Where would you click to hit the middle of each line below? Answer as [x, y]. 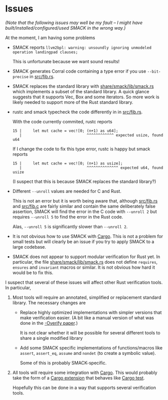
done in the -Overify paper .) [49, 323]
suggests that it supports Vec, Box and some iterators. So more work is [86, 97]
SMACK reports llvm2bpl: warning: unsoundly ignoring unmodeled [82, 47]
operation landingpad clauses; [45, 52]
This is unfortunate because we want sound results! [66, 61]
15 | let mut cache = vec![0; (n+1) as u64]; [65, 131]
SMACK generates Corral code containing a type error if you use [79, 71]
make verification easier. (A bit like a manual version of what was [87, 318]
